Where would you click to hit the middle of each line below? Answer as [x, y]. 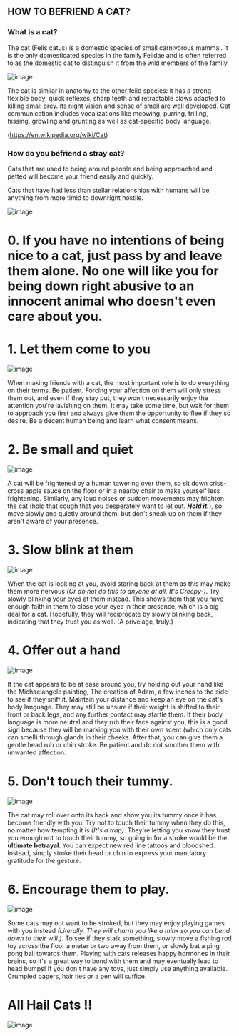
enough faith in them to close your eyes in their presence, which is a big [113, 606]
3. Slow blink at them [71, 550]
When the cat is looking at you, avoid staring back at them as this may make [119, 583]
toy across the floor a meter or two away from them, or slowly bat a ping [113, 945]
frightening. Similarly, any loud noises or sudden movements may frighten [116, 499]
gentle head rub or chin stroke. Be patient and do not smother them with [113, 744]
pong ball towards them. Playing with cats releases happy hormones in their [119, 953]
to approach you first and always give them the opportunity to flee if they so [119, 413]
